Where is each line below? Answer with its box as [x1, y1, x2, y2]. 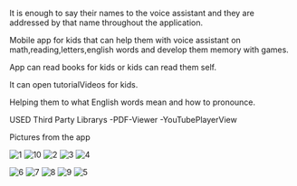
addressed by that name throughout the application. [9, 17, 204, 28]
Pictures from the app [9, 132, 91, 143]
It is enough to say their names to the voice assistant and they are [9, 8, 255, 18]
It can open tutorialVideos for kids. [9, 79, 139, 89]
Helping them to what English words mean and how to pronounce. [9, 97, 256, 107]
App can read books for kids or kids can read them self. [9, 62, 217, 72]
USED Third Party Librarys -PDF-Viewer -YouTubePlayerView [9, 115, 237, 125]
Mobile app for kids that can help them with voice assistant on [9, 35, 242, 45]
